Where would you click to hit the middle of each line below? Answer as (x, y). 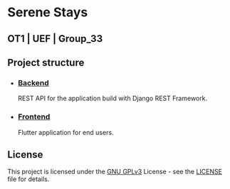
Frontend (34, 117)
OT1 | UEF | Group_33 (55, 39)
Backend (33, 82)
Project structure (46, 62)
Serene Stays (48, 12)
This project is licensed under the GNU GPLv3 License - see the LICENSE (115, 172)
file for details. (28, 179)
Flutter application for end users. (66, 132)
